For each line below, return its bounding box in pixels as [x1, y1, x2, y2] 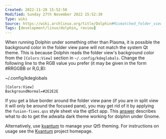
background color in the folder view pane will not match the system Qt [5, 45, 148, 50]
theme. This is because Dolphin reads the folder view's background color [5, 50, 155, 56]
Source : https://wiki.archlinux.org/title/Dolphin [5, 21, 112, 26]
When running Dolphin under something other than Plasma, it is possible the [5, 39, 160, 45]
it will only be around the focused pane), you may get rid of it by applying [5, 103, 154, 109]
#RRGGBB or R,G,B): [5, 65, 46, 72]
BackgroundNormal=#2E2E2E [5, 89, 58, 94]
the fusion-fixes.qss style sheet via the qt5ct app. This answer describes [5, 108, 156, 114]
